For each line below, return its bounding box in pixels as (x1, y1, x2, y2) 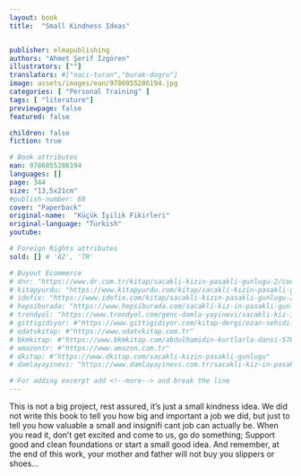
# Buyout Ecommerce (9, 268, 82, 278)
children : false (9, 128, 70, 137)
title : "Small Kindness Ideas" (9, 22, 130, 30)
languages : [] (9, 169, 63, 178)
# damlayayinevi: (9, 360, 74, 369)
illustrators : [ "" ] (9, 62, 82, 72)
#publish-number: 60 (9, 195, 87, 203)
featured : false (9, 112, 70, 121)
